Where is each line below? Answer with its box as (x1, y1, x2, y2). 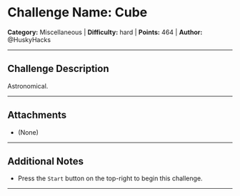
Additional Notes (7, 155, 84, 167)
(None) (17, 128, 39, 136)
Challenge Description (7, 63, 109, 75)
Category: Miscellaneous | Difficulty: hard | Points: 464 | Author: (7, 28, 203, 36)
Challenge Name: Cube (7, 4, 148, 21)
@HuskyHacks (7, 35, 51, 43)
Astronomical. (7, 81, 49, 90)
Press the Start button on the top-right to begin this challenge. (17, 174, 203, 182)
